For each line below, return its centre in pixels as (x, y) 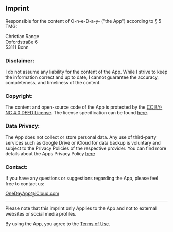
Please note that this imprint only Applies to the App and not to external (81, 208)
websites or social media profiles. (41, 214)
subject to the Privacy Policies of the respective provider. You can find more (86, 148)
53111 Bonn (17, 47)
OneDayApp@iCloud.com (32, 193)
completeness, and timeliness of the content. (53, 83)
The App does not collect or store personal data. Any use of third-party (81, 137)
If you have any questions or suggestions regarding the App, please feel (82, 178)
